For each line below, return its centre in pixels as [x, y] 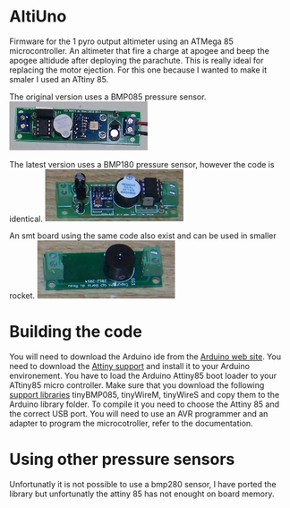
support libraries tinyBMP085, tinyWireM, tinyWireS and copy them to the [145, 395]
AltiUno [38, 17]
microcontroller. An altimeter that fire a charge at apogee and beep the [140, 50]
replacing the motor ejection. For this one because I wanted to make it [138, 70]
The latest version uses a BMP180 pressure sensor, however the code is [142, 164]
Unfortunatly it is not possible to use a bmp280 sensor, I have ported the [143, 485]
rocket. [22, 296]
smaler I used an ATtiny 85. [59, 79]
